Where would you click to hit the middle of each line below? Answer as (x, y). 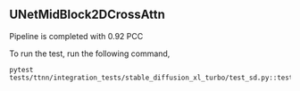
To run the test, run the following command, (90, 54)
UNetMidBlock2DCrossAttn (87, 15)
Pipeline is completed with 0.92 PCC (76, 36)
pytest (21, 70)
